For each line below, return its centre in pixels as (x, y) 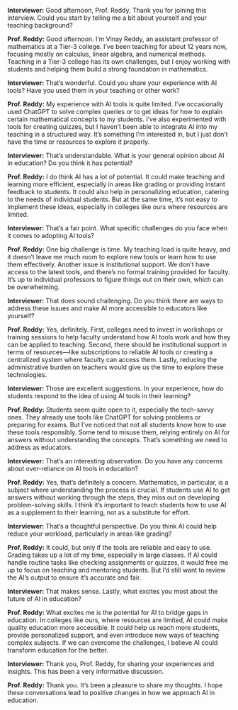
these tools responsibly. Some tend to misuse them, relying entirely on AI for (119, 432)
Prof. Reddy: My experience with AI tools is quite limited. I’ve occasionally (115, 104)
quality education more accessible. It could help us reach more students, (114, 627)
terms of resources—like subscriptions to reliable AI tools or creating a (110, 352)
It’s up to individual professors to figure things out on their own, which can (116, 280)
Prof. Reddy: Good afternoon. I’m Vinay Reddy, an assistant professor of (113, 39)
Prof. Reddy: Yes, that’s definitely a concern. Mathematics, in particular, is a (118, 482)
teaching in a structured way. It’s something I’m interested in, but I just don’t (118, 134)
